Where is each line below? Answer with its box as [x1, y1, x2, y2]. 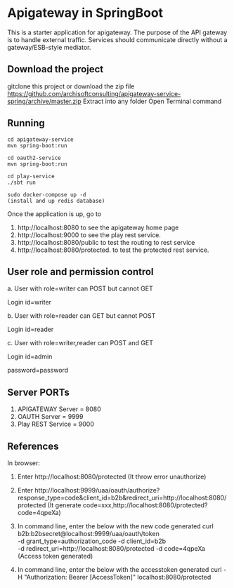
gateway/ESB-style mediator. [7, 43, 91, 51]
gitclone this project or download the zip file [7, 82, 135, 91]
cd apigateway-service [7, 135, 74, 143]
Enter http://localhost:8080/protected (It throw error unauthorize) [17, 472, 207, 481]
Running [7, 117, 46, 129]
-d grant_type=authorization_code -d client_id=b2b [17, 537, 167, 545]
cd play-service [7, 173, 55, 180]
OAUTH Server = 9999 [17, 413, 84, 421]
